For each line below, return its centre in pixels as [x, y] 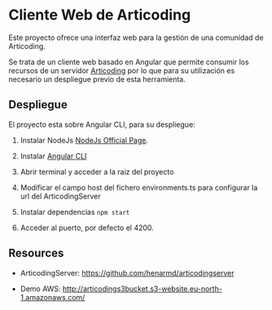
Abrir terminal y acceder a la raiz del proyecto [97, 172]
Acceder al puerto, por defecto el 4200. [87, 227]
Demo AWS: [40, 288]
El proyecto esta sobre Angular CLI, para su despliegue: [102, 124]
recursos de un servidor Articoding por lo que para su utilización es [122, 70]
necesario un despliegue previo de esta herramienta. [97, 79]
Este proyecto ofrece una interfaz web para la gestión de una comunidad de [136, 37]
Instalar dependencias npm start [75, 212]
